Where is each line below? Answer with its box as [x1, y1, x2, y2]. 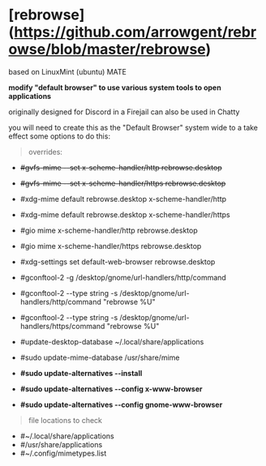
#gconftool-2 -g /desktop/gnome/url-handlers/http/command [19, 272, 227, 282]
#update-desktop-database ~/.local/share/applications [19, 336, 204, 346]
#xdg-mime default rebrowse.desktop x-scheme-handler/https [19, 209, 230, 220]
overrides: [28, 147, 63, 156]
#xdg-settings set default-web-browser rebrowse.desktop [19, 257, 216, 267]
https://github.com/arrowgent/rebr [14, 23, 257, 41]
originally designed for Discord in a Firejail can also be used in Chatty [8, 107, 240, 117]
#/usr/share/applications [19, 439, 103, 449]
